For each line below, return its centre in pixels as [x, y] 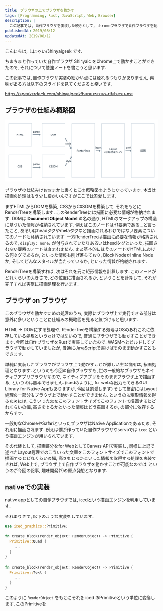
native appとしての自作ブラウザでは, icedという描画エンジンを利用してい [78, 500]
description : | [20, 20]
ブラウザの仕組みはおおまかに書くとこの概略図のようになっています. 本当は [81, 190]
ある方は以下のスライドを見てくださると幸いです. [63, 84]
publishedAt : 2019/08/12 [30, 31]
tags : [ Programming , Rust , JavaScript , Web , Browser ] [61, 15]
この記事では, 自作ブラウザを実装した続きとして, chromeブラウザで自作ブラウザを [81, 26]
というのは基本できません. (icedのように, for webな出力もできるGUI [79, 382]
